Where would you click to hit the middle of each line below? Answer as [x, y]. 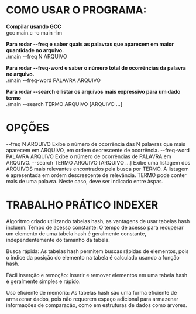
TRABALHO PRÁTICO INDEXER [82, 205]
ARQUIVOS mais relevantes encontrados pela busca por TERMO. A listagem [97, 169]
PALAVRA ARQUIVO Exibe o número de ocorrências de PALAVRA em [89, 156]
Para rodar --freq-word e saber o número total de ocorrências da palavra [96, 67]
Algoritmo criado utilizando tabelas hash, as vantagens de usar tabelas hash [98, 221]
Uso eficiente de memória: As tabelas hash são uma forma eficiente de [92, 292]
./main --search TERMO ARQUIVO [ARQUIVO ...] [64, 104]
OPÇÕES [28, 128]
